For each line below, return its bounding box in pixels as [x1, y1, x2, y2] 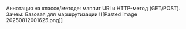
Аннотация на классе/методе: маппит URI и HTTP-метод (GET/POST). [6, 5, 181, 11]
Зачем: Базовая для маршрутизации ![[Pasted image [6, 11, 138, 18]
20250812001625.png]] [6, 17, 63, 23]
